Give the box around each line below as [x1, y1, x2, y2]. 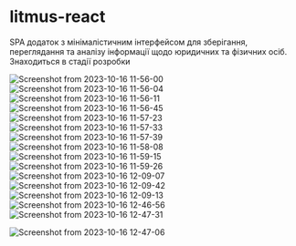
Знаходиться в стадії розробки [9, 56, 131, 67]
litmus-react [9, 6, 106, 27]
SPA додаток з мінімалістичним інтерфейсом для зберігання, [9, 36, 248, 47]
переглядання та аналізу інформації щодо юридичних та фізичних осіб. [9, 46, 288, 56]
